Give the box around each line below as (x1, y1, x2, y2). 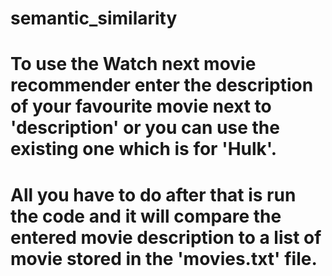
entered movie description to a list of (10, 226, 322, 249)
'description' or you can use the (10, 117, 280, 139)
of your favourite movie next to (10, 95, 272, 118)
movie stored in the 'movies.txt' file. (10, 247, 318, 270)
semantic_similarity (10, 7, 178, 30)
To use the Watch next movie (10, 53, 257, 76)
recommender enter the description (10, 74, 314, 97)
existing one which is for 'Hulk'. (10, 138, 278, 161)
